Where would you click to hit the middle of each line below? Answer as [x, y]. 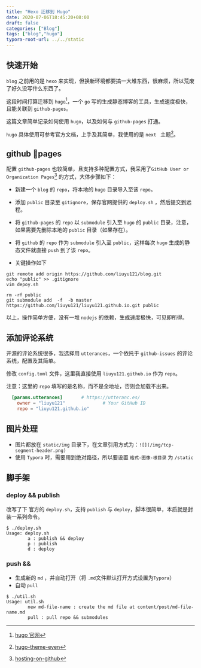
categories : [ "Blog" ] [33, 28]
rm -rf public [24, 295]
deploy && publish [33, 496]
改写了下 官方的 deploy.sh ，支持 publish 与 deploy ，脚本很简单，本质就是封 [100, 509]
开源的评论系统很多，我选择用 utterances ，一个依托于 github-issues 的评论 [100, 353]
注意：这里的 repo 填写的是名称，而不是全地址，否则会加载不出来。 [89, 386]
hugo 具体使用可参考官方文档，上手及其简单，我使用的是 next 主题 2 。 [93, 134]
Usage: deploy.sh [28, 533]
